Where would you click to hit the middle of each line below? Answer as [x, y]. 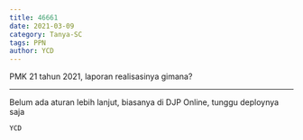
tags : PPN [28, 43]
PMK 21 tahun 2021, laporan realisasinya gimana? [101, 76]
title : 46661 [34, 17]
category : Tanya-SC [46, 34]
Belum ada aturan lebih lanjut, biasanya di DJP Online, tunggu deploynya [144, 102]
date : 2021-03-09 [42, 26]
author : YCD [32, 51]
